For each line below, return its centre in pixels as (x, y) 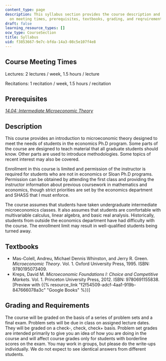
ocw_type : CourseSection (31, 33)
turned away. (19, 231)
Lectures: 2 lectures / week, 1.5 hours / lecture (52, 74)
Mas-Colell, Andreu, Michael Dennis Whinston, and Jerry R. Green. (80, 258)
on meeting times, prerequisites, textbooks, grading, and (72, 19)
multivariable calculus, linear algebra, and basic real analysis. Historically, (80, 215)
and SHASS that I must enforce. (37, 195)
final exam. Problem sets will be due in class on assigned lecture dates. (78, 322)
